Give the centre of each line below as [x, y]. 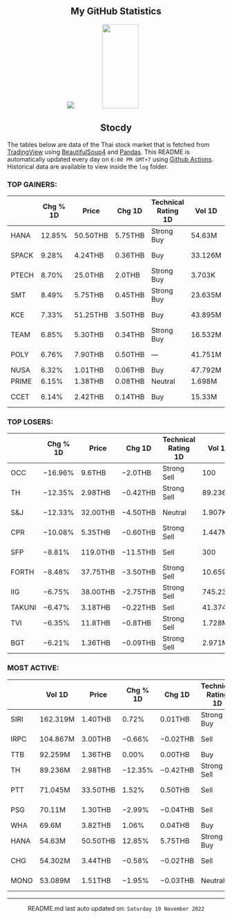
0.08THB [130, 381]
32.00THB [98, 512]
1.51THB [96, 880]
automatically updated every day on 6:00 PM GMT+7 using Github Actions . [110, 159]
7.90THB [89, 354]
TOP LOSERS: [30, 422]
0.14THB [130, 396]
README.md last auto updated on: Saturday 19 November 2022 [116, 908]
